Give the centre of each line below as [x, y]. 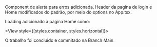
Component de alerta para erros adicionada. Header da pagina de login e [78, 7]
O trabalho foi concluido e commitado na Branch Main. [60, 40]
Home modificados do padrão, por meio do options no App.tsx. [69, 12]
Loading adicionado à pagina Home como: [48, 22]
